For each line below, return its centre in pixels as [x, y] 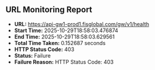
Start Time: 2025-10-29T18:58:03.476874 [66, 30]
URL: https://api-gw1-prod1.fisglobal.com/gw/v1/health [82, 24]
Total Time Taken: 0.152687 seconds [60, 43]
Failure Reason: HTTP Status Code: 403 [64, 62]
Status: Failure [32, 55]
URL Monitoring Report [49, 10]
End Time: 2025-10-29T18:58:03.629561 [64, 36]
